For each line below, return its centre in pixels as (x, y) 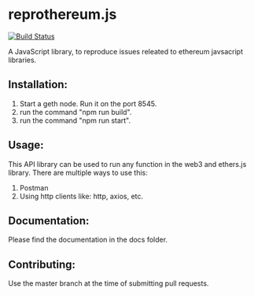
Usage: (26, 145)
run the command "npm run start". (75, 120)
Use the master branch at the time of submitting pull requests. (109, 283)
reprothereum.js (63, 15)
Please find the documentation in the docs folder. (88, 240)
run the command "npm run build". (75, 112)
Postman (34, 187)
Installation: (38, 85)
